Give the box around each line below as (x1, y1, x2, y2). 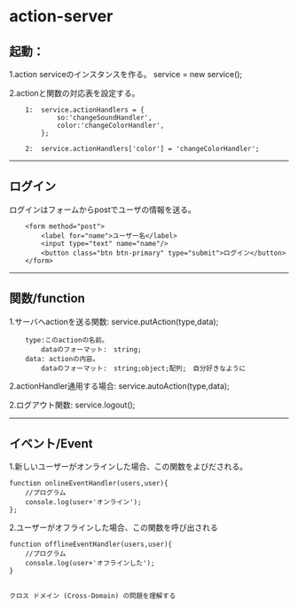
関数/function (9, 291, 86, 306)
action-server (9, 6, 114, 27)
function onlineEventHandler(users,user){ (9, 479, 169, 488)
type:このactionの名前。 (25, 336, 109, 344)
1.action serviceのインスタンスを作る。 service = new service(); (9, 69, 243, 79)
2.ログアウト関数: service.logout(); (9, 399, 136, 410)
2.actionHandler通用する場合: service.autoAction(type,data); (9, 380, 231, 391)
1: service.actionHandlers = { (25, 106, 145, 114)
